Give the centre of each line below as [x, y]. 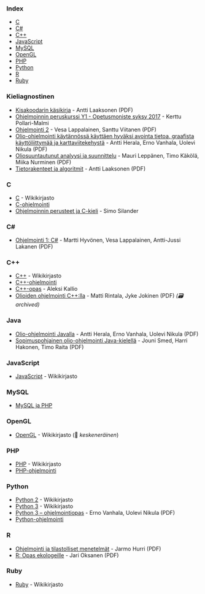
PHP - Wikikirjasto [38, 464]
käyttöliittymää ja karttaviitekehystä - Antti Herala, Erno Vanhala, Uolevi [105, 142]
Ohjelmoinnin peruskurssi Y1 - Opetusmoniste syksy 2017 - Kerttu [98, 116]
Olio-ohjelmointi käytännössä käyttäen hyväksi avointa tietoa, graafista [105, 136]
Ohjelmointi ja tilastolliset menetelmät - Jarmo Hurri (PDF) [88, 549]
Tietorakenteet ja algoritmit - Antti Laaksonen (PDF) [80, 168]
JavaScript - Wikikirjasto [46, 376]
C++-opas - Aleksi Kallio [46, 289]
